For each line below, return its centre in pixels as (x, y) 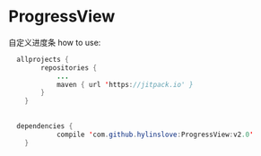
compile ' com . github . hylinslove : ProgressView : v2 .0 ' (155, 134)
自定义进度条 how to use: (55, 42)
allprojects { (43, 59)
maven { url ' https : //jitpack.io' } (125, 84)
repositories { (69, 68)
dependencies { (45, 126)
